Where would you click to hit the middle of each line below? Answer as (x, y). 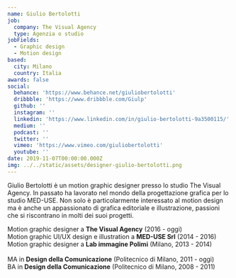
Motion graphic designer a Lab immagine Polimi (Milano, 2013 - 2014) (110, 244)
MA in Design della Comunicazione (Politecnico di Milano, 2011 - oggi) (111, 259)
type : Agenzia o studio (49, 34)
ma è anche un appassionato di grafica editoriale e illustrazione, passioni (114, 208)
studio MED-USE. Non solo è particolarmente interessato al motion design (115, 200)
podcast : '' (32, 132)
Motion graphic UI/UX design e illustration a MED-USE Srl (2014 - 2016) (112, 236)
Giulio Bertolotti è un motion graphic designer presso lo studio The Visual (114, 185)
